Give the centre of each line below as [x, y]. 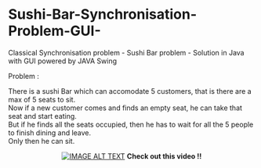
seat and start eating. [42, 116]
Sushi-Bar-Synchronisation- [103, 14]
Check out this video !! [164, 156]
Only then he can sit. [42, 141]
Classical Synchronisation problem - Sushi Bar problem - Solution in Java [126, 52]
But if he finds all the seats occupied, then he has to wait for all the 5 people [131, 124]
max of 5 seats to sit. [42, 99]
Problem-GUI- [55, 31]
